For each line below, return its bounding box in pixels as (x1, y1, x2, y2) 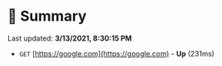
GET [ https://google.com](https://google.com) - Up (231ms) (18, 49, 215, 58)
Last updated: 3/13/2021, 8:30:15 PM (7, 33, 132, 43)
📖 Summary (7, 7, 87, 25)
